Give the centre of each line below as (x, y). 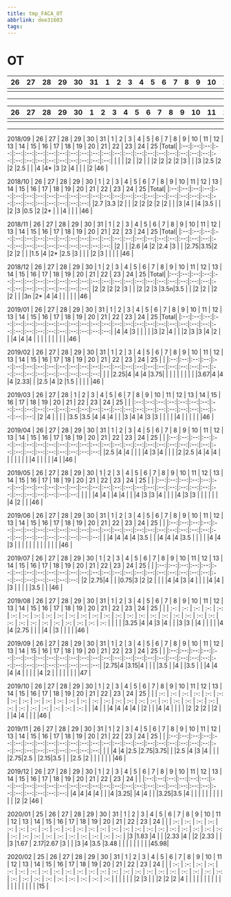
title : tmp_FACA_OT (35, 13)
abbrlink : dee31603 (35, 20)
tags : (15, 26)
